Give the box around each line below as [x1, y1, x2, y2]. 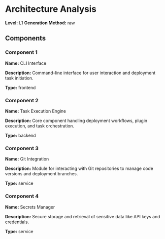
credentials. [5, 219, 29, 225]
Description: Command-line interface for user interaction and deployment [5, 70, 156, 76]
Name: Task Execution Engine [5, 108, 66, 114]
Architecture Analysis [5, 3, 97, 15]
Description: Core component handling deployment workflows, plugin [5, 118, 148, 123]
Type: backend [5, 132, 36, 138]
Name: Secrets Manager [5, 204, 55, 210]
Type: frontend [5, 84, 36, 90]
